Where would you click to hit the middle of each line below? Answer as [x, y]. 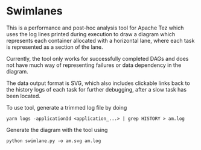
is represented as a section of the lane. [55, 47]
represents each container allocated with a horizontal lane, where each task [101, 40]
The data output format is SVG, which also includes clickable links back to [98, 83]
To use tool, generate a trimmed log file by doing [67, 107]
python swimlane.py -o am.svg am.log [54, 141]
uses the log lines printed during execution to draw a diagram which [91, 34]
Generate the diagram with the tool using [57, 130]
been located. [24, 96]
